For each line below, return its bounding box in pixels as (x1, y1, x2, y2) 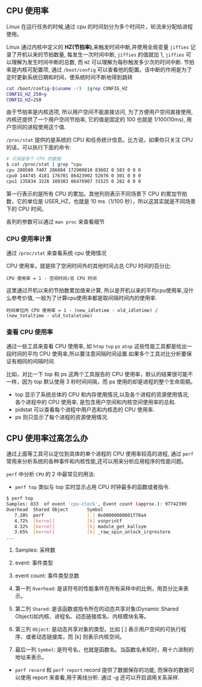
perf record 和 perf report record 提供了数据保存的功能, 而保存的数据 (14, 666, 189, 674)
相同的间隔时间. (16, 358, 56, 365)
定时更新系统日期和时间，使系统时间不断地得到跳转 (6, 73, 133, 80)
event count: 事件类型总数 (14, 572, 79, 580)
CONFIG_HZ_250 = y (6, 91, 47, 97)
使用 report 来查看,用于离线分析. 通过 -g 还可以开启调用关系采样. (20, 674, 180, 681)
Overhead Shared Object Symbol (6, 506, 103, 513)
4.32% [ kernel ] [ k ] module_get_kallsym (14, 523, 147, 529)
